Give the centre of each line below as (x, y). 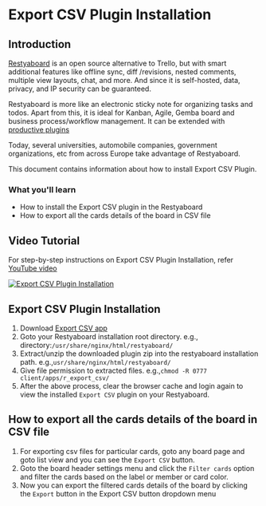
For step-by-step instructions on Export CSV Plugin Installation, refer (121, 260)
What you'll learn (42, 189)
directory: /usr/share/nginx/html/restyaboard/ (96, 345)
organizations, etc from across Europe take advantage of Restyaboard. (124, 154)
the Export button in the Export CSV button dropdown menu (118, 493)
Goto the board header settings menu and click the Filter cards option (137, 468)
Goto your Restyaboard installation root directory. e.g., (109, 336)
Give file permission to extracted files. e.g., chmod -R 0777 (113, 370)
